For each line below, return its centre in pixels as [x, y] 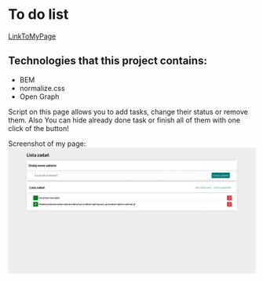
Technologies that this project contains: [108, 61]
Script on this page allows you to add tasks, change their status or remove [128, 111]
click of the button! [38, 128]
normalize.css [42, 88]
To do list [38, 15]
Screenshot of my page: [47, 144]
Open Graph [39, 97]
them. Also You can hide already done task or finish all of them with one [124, 120]
